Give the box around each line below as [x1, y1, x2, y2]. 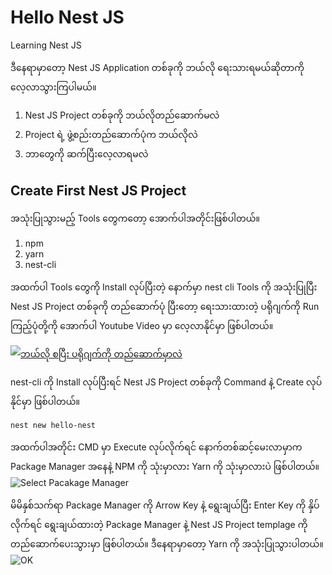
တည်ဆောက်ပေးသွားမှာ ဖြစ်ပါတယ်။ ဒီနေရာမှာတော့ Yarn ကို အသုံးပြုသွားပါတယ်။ [10, 537, 324, 550]
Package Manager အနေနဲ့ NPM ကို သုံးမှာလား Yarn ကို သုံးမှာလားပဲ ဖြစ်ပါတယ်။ [10, 460, 320, 472]
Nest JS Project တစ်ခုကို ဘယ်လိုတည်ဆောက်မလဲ [24, 109, 220, 121]
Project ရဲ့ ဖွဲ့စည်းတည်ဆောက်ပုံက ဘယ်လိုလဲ [24, 128, 198, 140]
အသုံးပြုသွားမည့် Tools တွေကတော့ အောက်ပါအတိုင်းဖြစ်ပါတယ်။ [10, 212, 260, 224]
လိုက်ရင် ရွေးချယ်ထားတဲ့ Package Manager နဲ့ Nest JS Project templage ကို [10, 518, 308, 530]
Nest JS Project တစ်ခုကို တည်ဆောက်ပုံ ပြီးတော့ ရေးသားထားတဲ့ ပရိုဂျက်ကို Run [10, 300, 320, 312]
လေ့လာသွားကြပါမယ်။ [10, 81, 97, 93]
